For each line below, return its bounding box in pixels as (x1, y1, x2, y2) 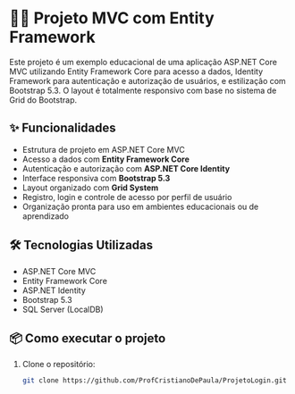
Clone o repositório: (21, 359, 96, 370)
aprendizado (21, 210, 70, 222)
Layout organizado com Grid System (21, 182, 159, 193)
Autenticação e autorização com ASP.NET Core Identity (21, 163, 231, 173)
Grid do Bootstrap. (9, 94, 78, 105)
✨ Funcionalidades (9, 121, 116, 136)
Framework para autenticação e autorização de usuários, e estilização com (9, 75, 286, 86)
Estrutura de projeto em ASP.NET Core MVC (21, 144, 185, 155)
